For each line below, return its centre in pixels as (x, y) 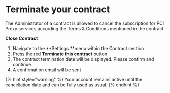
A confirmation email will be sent (47, 70)
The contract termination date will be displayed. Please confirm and (83, 59)
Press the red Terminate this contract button (60, 54)
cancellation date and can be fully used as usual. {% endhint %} (72, 85)
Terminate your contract (58, 9)
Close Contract (22, 38)
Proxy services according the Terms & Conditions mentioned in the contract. (85, 28)
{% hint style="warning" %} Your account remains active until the (74, 79)
